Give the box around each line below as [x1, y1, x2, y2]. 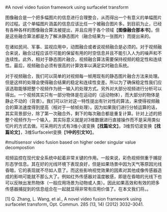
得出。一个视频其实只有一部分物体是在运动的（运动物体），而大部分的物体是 [5, 92, 160, 98]
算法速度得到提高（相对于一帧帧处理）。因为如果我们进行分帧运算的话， [13, 104, 160, 110]
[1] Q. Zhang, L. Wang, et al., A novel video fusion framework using [5, 196, 142, 202]
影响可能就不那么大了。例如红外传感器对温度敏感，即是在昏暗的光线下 [13, 174, 158, 179]
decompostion [5, 145, 35, 150]
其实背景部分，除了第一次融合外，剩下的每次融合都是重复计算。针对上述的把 [5, 111, 162, 116]
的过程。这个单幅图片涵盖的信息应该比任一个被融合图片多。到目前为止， [5, 21, 153, 26]
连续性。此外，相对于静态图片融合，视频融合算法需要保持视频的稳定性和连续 [5, 56, 162, 62]
